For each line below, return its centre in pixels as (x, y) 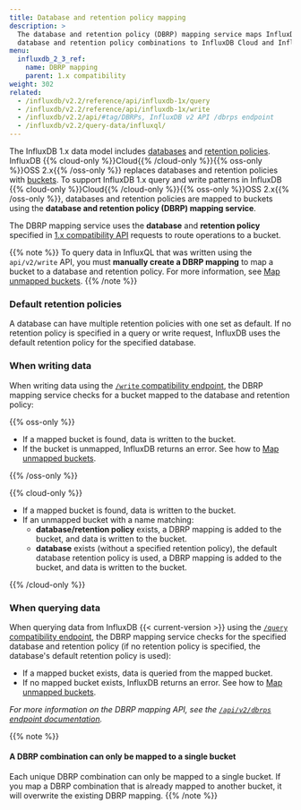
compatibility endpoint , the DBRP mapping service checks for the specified (148, 636)
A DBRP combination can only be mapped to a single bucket (123, 756)
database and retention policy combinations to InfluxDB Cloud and (146, 43)
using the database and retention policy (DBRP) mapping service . (133, 208)
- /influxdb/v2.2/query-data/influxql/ (92, 126)
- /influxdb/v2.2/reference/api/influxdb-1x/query (114, 101)
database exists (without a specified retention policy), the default (156, 548)
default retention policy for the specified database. (103, 343)
